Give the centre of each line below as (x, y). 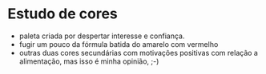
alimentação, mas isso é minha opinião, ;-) (89, 61)
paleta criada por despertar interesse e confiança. (102, 36)
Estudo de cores (62, 14)
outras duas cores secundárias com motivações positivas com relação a (138, 53)
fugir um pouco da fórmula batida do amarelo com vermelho (119, 44)
